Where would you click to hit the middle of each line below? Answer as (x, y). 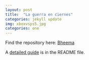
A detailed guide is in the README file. (45, 52)
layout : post (19, 10)
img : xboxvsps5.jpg (26, 24)
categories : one (22, 28)
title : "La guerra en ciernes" (39, 14)
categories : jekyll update (33, 19)
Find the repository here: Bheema (40, 42)
